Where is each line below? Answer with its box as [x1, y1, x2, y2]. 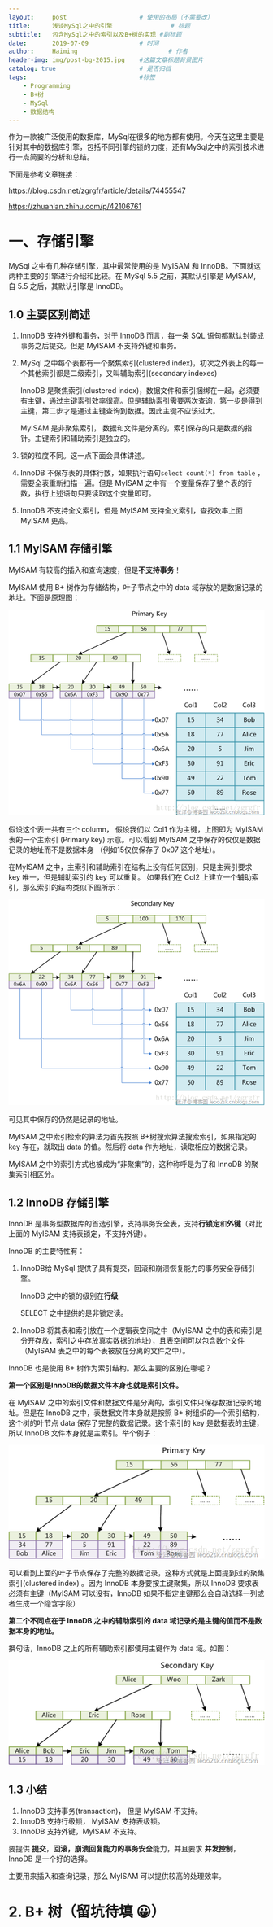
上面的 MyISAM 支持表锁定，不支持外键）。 [8, 1229, 152, 1239]
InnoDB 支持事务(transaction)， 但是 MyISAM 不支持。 [19, 1806, 203, 1816]
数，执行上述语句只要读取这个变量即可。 [19, 488, 156, 498]
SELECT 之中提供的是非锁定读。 [19, 1309, 128, 1318]
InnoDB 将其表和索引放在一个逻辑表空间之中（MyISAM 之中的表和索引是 [19, 1326, 262, 1335]
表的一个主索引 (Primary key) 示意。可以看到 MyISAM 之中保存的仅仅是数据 [8, 835, 261, 845]
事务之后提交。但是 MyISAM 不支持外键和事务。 [19, 341, 181, 350]
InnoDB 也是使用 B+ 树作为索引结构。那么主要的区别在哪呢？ [8, 1363, 213, 1373]
